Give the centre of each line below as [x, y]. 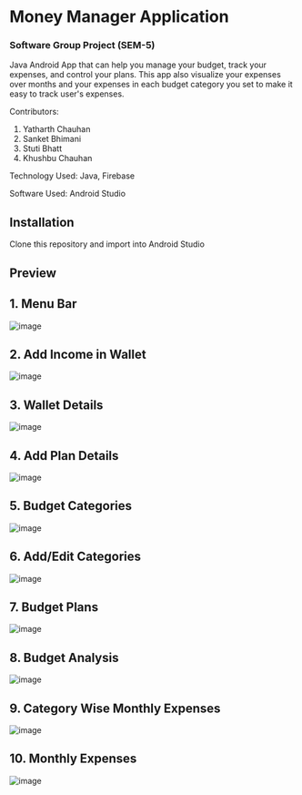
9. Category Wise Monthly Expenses [115, 708]
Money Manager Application [119, 17]
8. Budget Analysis [64, 657]
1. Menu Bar [43, 304]
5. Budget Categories [71, 506]
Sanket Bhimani [52, 139]
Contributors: [34, 112]
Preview [33, 273]
